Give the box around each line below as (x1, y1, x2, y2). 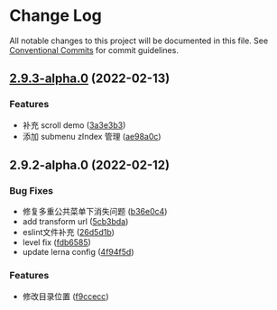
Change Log (9, 5, 102, 26)
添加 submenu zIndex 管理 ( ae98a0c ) (22, 131, 162, 141)
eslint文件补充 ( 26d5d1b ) (22, 227, 115, 238)
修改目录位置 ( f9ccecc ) (22, 290, 109, 302)
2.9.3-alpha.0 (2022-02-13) (9, 71, 171, 87)
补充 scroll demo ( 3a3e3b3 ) (22, 119, 126, 131)
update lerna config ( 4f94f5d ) (22, 247, 134, 258)
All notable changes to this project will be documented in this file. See (9, 35, 269, 46)
